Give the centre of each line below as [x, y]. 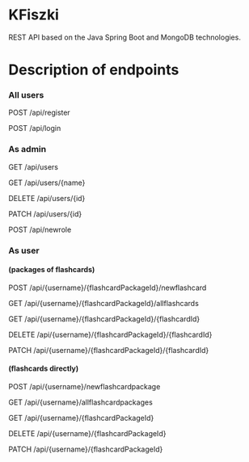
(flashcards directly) [44, 368]
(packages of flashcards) [52, 270]
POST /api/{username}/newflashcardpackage [84, 387]
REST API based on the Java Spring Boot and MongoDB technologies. [124, 37]
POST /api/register [39, 113]
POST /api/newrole [40, 229]
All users [26, 95]
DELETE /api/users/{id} [47, 198]
